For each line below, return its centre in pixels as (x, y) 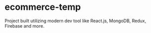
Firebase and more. (25, 26)
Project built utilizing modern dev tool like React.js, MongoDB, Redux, (75, 21)
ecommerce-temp (43, 7)
